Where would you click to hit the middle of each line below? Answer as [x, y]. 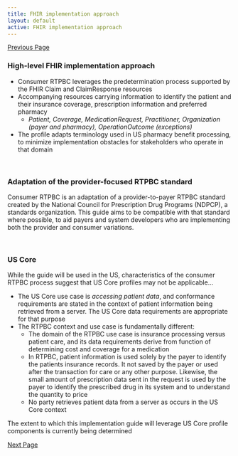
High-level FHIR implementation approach [81, 66]
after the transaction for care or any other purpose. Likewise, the [123, 372]
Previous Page [28, 48]
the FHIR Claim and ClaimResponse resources [85, 89]
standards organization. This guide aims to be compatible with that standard [119, 212]
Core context [47, 410]
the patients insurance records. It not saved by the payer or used [123, 364]
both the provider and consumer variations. [71, 227]
